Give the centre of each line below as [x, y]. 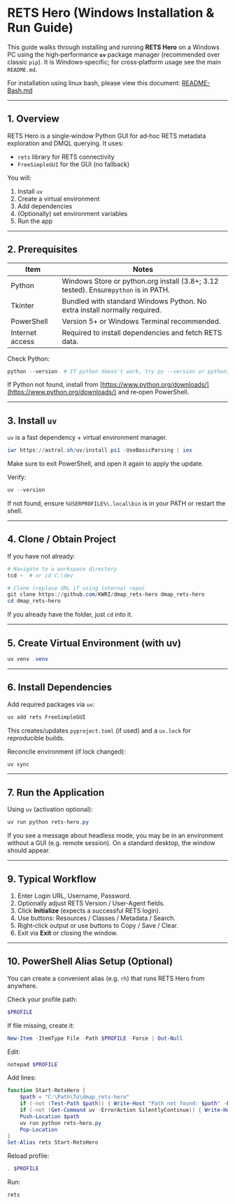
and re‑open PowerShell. [154, 392]
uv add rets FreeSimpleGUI [47, 717]
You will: [19, 178]
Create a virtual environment [58, 199]
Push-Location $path [50, 1117]
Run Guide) [40, 28]
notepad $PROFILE [33, 1064]
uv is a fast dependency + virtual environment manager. [87, 438]
